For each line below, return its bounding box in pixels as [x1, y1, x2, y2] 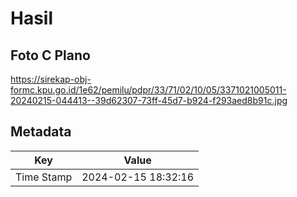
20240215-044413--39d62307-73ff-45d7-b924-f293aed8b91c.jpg [10, 95, 288, 106]
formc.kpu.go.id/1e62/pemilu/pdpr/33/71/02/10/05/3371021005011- [10, 84, 287, 96]
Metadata [10, 123, 72, 141]
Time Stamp [15, 170, 73, 184]
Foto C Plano [10, 47, 91, 64]
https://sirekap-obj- [10, 73, 92, 85]
